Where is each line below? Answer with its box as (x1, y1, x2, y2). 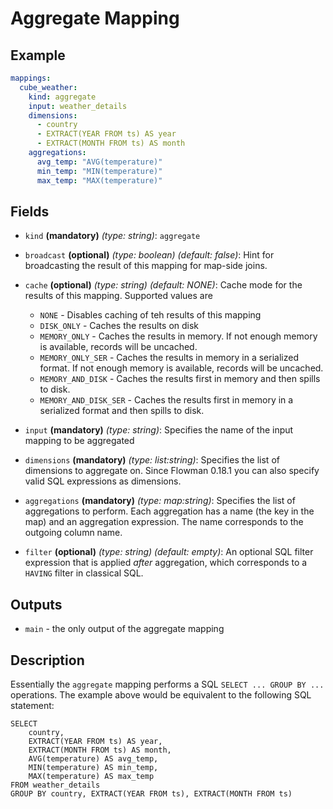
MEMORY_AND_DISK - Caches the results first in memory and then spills (39, 373, 321, 385)
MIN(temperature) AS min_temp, (28, 762, 159, 772)
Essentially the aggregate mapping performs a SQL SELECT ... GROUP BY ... (10, 678, 325, 690)
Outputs (10, 596, 63, 613)
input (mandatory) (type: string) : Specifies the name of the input (24, 424, 294, 436)
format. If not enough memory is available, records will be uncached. (39, 362, 324, 374)
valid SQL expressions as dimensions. (24, 475, 182, 487)
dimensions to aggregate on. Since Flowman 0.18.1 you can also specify (24, 465, 320, 477)
